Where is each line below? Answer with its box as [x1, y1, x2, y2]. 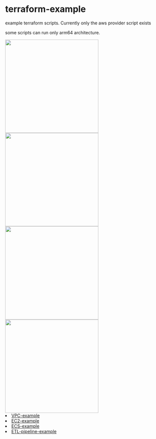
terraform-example [5, 3, 86, 15]
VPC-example [11, 412, 40, 419]
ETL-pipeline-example [11, 428, 57, 434]
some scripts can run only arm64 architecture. [5, 29, 100, 35]
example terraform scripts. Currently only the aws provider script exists [5, 20, 152, 26]
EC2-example [11, 418, 40, 424]
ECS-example [11, 423, 40, 429]
